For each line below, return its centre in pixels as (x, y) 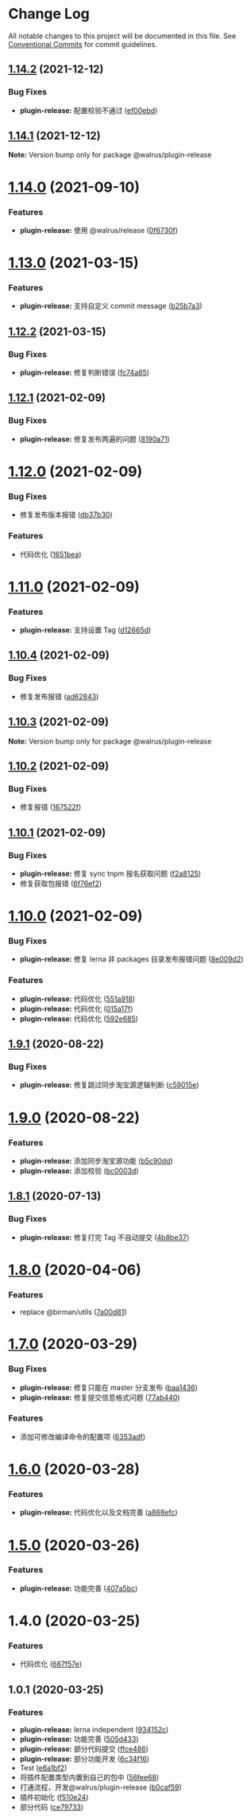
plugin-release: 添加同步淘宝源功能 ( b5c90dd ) (96, 1160)
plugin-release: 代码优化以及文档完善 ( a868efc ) (98, 1513)
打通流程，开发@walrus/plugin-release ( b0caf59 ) (100, 1787)
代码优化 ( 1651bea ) (50, 554)
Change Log (49, 14)
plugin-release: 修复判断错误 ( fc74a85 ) (84, 373)
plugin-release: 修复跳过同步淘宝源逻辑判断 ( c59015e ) (110, 1085)
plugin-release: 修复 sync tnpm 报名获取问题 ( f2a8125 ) (110, 873)
